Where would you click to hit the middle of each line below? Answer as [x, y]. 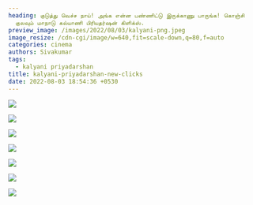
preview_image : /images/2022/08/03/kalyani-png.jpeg [97, 30]
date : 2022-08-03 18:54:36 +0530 [63, 81]
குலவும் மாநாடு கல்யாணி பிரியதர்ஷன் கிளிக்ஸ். [80, 23]
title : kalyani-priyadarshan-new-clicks [76, 74]
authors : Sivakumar [40, 52]
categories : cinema [40, 45]
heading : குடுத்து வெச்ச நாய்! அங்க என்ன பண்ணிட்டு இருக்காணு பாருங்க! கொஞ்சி [126, 15]
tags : [17, 60]
